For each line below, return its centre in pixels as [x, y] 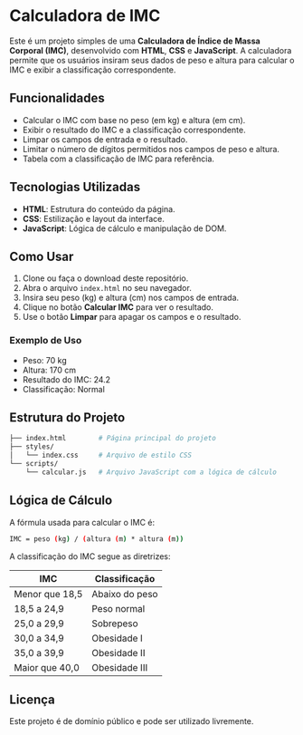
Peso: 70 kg [45, 360]
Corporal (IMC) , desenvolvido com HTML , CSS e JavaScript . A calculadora [151, 50]
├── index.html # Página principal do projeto [113, 439]
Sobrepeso [115, 624]
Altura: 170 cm [49, 370]
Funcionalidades [57, 98]
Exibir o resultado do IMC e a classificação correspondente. [134, 130]
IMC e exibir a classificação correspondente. [93, 70]
